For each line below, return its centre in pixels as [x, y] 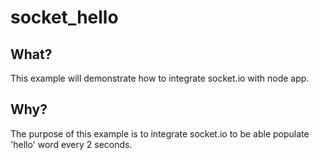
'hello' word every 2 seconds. [71, 144]
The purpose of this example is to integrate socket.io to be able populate [160, 133]
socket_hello [64, 17]
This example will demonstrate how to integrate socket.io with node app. [160, 78]
